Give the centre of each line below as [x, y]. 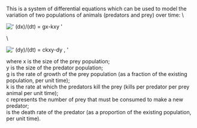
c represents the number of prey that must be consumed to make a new [95, 99]
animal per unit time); [32, 93]
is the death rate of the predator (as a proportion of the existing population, [99, 112]
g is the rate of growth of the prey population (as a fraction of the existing [97, 74]
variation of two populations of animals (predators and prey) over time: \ [95, 15]
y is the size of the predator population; [55, 68]
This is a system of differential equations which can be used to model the [96, 9]
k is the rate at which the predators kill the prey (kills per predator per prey [98, 87]
